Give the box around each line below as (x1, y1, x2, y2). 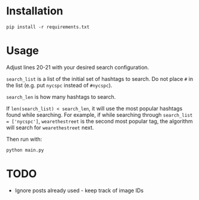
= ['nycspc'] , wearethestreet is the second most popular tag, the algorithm (6, 117, 193, 125)
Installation (6, 4, 64, 18)
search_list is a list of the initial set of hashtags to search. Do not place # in (6, 75, 194, 82)
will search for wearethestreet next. (6, 124, 94, 131)
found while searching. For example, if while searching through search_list (6, 111, 193, 118)
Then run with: (6, 135, 43, 143)
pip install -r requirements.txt (6, 24, 90, 30)
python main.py (6, 147, 44, 153)
